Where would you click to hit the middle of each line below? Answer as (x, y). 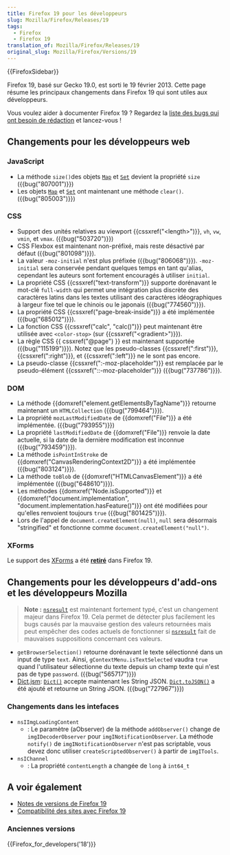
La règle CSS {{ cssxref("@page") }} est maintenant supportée (106, 341)
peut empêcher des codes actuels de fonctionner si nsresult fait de (120, 632)
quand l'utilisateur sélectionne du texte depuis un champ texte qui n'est (118, 667)
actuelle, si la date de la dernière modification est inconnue (101, 440)
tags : (15, 26)
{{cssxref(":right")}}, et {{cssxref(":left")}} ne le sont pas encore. (108, 356)
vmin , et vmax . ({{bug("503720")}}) (65, 238)
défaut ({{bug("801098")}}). (56, 253)
